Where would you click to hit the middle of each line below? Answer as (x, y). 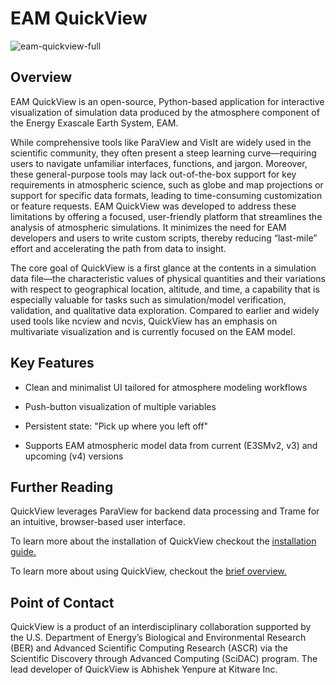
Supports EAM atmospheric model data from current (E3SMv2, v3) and (171, 445)
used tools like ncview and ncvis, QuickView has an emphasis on (144, 321)
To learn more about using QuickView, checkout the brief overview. (148, 571)
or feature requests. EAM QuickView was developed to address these (153, 206)
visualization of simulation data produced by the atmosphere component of (165, 112)
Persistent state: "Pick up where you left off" (116, 426)
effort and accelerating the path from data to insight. (118, 248)
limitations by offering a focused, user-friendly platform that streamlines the (166, 216)
